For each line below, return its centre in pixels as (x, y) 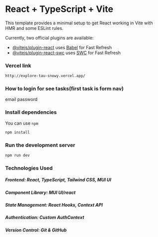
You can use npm (22, 123)
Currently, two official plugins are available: (49, 38)
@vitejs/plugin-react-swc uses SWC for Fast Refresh (66, 53)
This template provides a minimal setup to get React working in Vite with (79, 23)
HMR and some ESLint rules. (34, 28)
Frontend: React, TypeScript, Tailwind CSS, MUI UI (58, 180)
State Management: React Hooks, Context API (54, 205)
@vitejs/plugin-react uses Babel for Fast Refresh (62, 47)
